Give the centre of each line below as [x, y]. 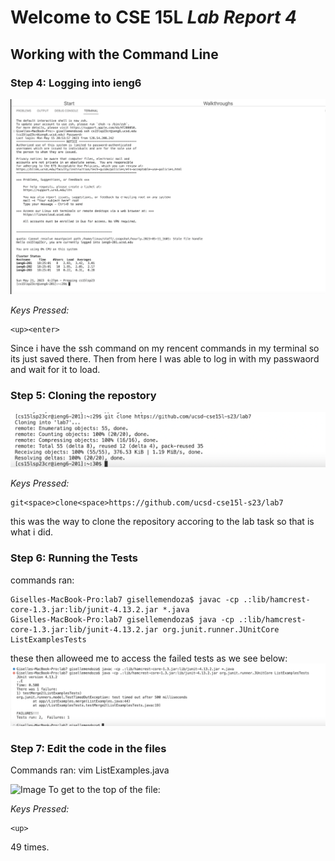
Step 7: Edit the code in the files [88, 748]
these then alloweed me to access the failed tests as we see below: [149, 658]
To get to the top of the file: [104, 790]
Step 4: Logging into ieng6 [76, 83]
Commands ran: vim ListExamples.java [90, 770]
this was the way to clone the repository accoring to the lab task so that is [162, 522]
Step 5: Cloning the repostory [83, 396]
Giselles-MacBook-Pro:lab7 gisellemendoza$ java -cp [122, 619]
